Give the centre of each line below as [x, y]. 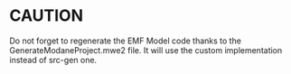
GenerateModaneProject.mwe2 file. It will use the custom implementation [146, 50]
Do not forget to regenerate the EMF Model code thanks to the [126, 41]
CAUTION [47, 16]
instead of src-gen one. [53, 60]
